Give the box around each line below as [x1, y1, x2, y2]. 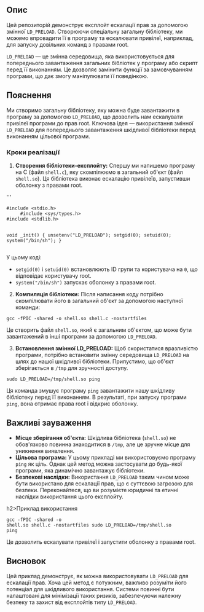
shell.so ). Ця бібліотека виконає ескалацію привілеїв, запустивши [15, 175, 190, 182]
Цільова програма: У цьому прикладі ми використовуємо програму [15, 453, 196, 461]
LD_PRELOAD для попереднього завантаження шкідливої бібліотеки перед [6, 126, 196, 133]
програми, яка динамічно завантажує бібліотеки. [15, 466, 146, 474]
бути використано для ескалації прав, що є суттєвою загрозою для [15, 479, 194, 487]
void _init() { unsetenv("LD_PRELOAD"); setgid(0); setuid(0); [6, 232, 172, 238]
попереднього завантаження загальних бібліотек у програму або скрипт [6, 59, 198, 66]
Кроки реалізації [6, 147, 60, 156]
